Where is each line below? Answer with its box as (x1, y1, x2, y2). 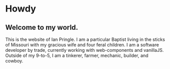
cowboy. (5, 58, 23, 63)
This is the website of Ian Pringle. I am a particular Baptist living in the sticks (5, 36, 165, 42)
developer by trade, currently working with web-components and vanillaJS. (5, 47, 164, 53)
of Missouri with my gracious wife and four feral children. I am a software (5, 42, 159, 48)
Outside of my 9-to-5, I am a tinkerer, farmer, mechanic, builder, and (5, 52, 149, 58)
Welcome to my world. (5, 23, 78, 32)
